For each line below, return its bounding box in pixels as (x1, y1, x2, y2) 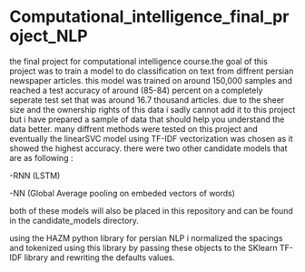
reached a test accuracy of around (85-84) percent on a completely (9, 85, 263, 96)
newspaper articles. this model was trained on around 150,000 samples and (9, 75, 292, 86)
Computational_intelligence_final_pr (9, 6, 290, 27)
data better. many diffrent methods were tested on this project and (9, 123, 259, 134)
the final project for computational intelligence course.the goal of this (9, 55, 268, 66)
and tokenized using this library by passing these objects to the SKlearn (9, 242, 278, 253)
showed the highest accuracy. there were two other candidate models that (9, 143, 288, 154)
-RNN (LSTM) (9, 170, 61, 181)
